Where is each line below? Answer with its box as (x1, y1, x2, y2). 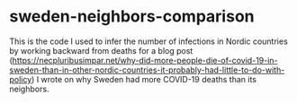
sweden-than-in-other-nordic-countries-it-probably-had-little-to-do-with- (9, 64, 285, 75)
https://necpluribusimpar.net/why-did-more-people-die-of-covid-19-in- (12, 55, 278, 65)
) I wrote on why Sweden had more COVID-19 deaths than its (31, 73, 256, 84)
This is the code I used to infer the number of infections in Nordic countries (9, 36, 288, 47)
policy (9, 73, 32, 84)
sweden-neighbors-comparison (9, 6, 255, 27)
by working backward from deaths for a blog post (9, 45, 193, 56)
